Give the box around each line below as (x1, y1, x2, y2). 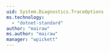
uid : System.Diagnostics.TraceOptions (6, 8, 104, 15)
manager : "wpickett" (6, 36, 59, 42)
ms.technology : (6, 14, 45, 20)
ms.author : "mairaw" (6, 31, 59, 37)
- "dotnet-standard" (11, 20, 63, 26)
